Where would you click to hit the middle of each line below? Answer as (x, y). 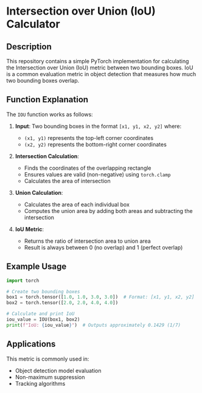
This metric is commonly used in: (48, 359)
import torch (23, 280)
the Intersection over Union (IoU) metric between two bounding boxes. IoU (100, 68)
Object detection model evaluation (58, 370)
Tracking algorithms (40, 383)
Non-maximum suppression (50, 377)
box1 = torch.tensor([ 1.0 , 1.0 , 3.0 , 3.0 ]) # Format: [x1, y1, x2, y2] (100, 297)
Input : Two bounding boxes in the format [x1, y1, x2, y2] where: (98, 126)
